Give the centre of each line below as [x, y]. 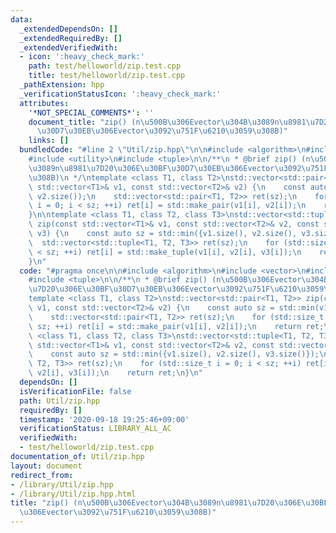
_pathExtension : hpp [62, 85]
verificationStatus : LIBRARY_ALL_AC [95, 429]
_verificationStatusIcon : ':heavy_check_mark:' [120, 94]
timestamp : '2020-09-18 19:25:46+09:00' [104, 419]
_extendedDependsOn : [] [68, 29]
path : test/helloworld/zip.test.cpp [105, 66]
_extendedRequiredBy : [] [71, 38]
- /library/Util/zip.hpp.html [73, 494]
